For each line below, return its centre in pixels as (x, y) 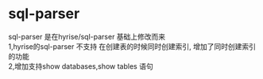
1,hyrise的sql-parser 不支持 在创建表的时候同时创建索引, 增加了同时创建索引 (132, 46)
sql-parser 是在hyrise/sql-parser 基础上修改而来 (87, 36)
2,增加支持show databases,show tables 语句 (81, 66)
